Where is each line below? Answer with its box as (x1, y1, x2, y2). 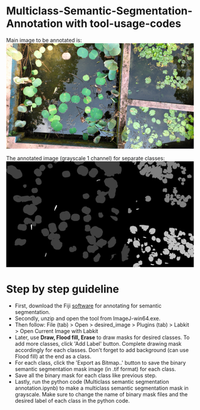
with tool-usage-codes (65, 17, 182, 30)
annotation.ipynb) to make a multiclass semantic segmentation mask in (14, 384, 189, 392)
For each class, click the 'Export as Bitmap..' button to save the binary (14, 359, 186, 366)
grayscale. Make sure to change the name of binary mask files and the (14, 390, 188, 397)
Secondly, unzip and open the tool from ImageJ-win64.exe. (14, 315, 161, 322)
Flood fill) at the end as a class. (14, 353, 92, 360)
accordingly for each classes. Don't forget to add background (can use (14, 346, 189, 353)
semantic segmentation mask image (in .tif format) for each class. (14, 365, 176, 372)
